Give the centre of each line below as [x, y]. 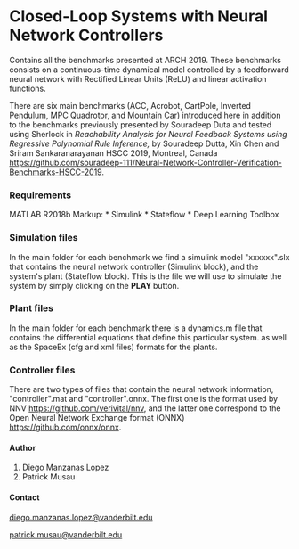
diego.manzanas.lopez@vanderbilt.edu [81, 517]
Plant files [32, 308]
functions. [28, 88]
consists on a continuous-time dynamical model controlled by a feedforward [149, 70]
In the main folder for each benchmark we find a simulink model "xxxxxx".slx [149, 257]
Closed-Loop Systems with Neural [139, 16]
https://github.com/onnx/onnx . [65, 427]
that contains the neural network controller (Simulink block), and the [134, 266]
